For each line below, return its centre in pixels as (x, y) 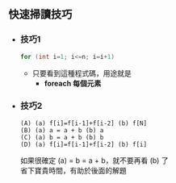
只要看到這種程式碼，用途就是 (82, 73)
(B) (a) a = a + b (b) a (62, 130)
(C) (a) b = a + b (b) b (62, 137)
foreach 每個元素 (73, 83)
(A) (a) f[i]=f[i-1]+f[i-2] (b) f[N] (84, 123)
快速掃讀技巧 (40, 15)
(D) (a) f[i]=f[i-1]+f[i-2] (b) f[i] (84, 144)
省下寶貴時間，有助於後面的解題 (73, 170)
